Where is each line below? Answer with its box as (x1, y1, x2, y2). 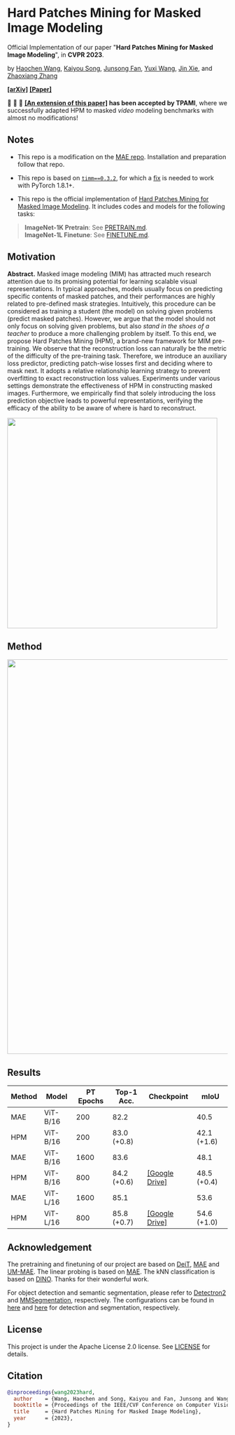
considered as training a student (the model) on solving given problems (7, 306, 213, 315)
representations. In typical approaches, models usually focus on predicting (7, 284, 223, 292)
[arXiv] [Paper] (7, 85, 52, 93)
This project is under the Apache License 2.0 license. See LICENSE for (7, 1342, 211, 1351)
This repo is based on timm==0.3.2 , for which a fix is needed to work (17, 173, 215, 182)
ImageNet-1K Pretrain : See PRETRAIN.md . (24, 223, 148, 231)
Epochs (78, 1096, 104, 1106)
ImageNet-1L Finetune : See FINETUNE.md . (24, 230, 150, 239)
